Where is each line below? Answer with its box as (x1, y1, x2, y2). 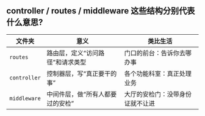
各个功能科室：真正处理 (124, 69, 192, 78)
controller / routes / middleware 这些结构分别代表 (6, 5, 195, 16)
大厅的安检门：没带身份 (124, 90, 192, 98)
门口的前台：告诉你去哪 (124, 48, 192, 57)
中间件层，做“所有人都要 (46, 90, 117, 98)
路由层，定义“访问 (46, 48, 99, 57)
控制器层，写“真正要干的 (46, 69, 117, 78)
